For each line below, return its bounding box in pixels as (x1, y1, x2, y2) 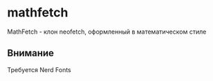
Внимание (7, 47, 54, 59)
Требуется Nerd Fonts (7, 65, 71, 73)
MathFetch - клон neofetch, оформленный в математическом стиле (7, 27, 207, 36)
